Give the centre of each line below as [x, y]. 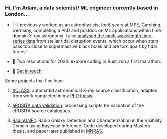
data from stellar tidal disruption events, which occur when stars [92, 41]
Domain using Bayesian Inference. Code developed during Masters [81, 126]
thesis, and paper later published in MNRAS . [58, 131]
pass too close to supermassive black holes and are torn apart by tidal [85, 46]
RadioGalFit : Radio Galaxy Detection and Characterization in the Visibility [87, 121]
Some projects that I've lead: [34, 81]
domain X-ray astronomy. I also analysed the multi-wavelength [76, 36]
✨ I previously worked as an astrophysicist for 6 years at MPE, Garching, [87, 25]
